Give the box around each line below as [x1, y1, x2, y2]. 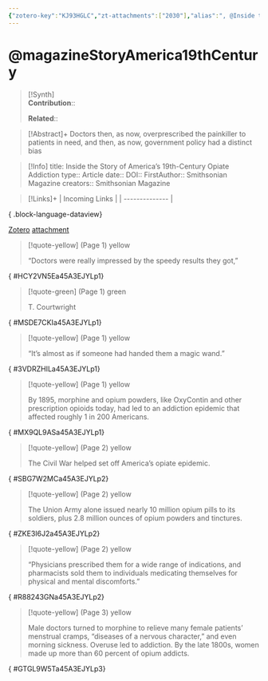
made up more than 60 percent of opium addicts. [27, 648, 190, 658]
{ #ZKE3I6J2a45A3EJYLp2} [8, 529, 100, 538]
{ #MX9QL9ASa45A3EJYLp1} [8, 427, 105, 437]
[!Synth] [27, 89, 55, 99]
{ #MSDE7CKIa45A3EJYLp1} [8, 317, 102, 327]
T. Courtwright [27, 302, 77, 311]
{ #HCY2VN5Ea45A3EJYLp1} [8, 271, 104, 280]
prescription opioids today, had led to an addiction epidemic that [27, 403, 240, 413]
